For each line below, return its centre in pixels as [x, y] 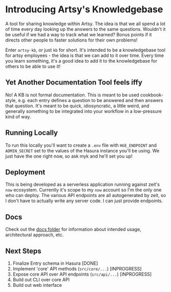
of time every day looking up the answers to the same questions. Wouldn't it [85, 29]
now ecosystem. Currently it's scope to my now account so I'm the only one [83, 190]
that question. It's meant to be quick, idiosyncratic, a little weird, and [77, 106]
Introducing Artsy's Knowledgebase [84, 9]
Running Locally [31, 133]
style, [11, 100]
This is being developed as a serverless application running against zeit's [83, 184]
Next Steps [23, 251]
